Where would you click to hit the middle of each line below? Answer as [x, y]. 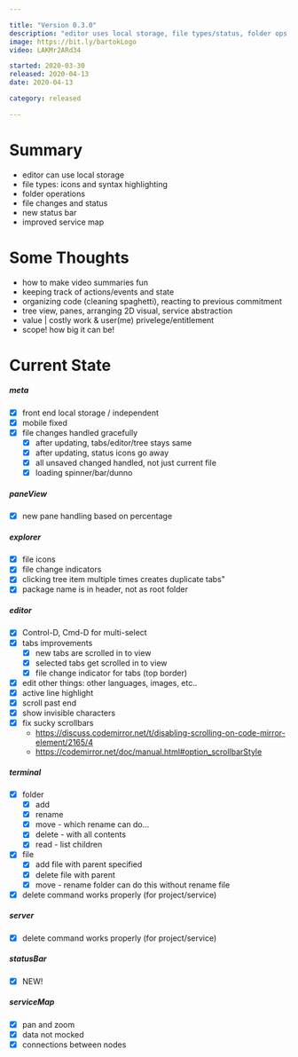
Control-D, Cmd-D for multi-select [85, 633]
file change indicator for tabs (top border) [111, 673]
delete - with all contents [81, 834]
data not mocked [53, 1034]
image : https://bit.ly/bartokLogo [73, 42]
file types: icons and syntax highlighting [95, 184]
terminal [25, 772]
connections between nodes [74, 1045]
